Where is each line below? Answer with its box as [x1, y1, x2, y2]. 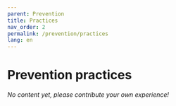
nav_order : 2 [7, 23, 46, 30]
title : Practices [7, 17, 58, 24]
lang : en [7, 37, 33, 44]
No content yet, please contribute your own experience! [7, 90, 170, 99]
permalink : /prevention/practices [7, 30, 109, 37]
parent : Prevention [7, 10, 65, 18]
